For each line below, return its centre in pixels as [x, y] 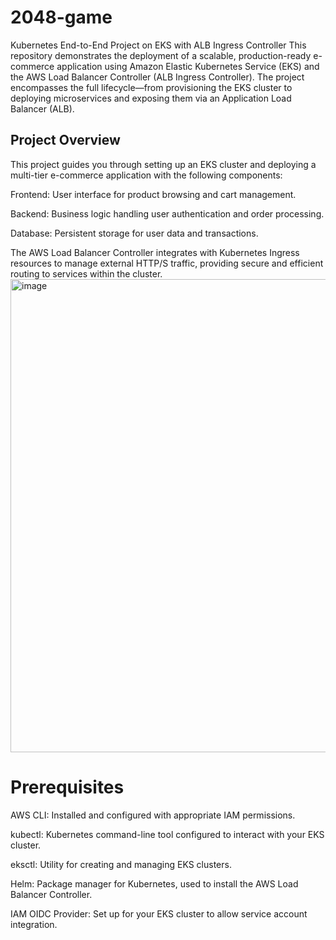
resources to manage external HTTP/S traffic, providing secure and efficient [167, 263]
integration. [34, 924]
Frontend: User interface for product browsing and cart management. [153, 194]
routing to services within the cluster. [86, 273]
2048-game [61, 17]
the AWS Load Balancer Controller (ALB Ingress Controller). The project [157, 77]
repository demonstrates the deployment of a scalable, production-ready [161, 55]
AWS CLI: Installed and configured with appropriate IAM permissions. [153, 815]
